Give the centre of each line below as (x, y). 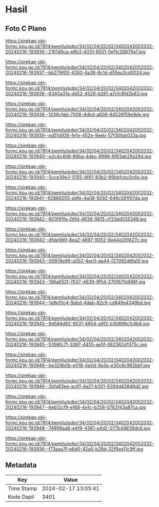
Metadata (21, 465)
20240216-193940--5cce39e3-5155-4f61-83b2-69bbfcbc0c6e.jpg (76, 177)
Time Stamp (23, 488)
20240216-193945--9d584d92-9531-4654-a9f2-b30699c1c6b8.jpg (77, 324)
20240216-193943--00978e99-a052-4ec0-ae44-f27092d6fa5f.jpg (77, 261)
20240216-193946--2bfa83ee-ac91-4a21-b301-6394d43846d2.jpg (77, 386)
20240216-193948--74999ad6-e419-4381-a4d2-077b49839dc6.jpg (78, 428)
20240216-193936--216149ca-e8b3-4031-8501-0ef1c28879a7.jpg (76, 52)
